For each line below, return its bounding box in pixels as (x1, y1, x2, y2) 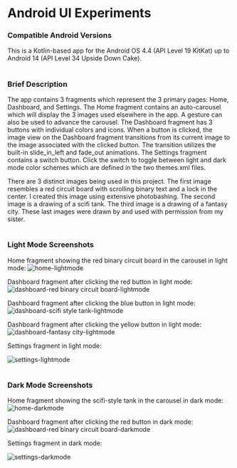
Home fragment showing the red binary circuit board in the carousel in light (7, 256, 228, 265)
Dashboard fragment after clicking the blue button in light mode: (7, 299, 196, 307)
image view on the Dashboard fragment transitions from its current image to (7, 133, 231, 142)
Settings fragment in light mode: (7, 341, 102, 350)
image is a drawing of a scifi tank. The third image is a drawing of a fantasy (7, 200, 228, 208)
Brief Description (7, 79, 68, 89)
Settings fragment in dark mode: (7, 439, 102, 447)
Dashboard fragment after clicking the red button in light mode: (7, 277, 193, 286)
